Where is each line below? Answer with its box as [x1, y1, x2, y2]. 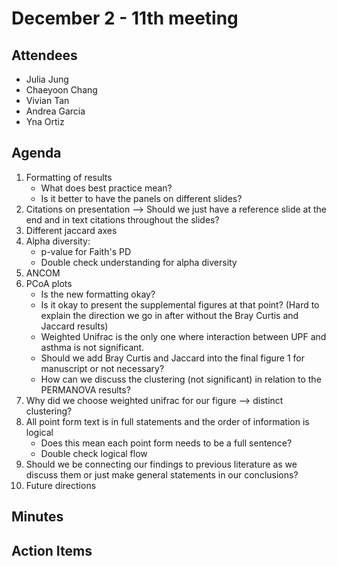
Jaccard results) [40, 320, 109, 332]
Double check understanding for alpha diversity [40, 256, 238, 268]
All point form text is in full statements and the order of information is [25, 415, 310, 427]
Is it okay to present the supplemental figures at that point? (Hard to [40, 298, 320, 311]
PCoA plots [25, 277, 73, 289]
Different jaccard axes [25, 224, 118, 236]
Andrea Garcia [25, 105, 86, 117]
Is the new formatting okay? [40, 288, 156, 300]
